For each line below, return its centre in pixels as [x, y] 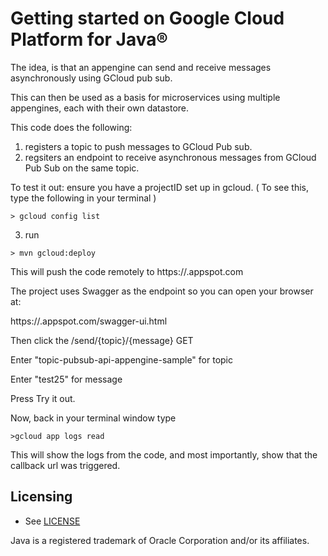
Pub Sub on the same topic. [82, 168]
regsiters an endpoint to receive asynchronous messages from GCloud [170, 157]
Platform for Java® [89, 39]
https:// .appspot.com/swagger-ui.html [89, 321]
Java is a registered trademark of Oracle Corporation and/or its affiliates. [160, 540]
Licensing [41, 497]
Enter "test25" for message [66, 379]
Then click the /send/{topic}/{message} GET [102, 340]
